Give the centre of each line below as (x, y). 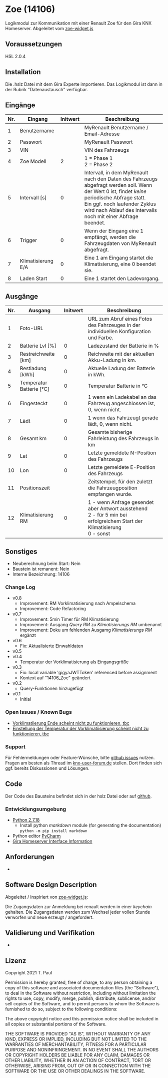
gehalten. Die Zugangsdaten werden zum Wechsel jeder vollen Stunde (78, 912)
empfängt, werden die (110, 237)
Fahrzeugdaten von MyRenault (120, 243)
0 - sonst (99, 533)
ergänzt (28, 635)
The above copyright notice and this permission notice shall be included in (82, 1019)
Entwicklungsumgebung (36, 809)
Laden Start (33, 279)
